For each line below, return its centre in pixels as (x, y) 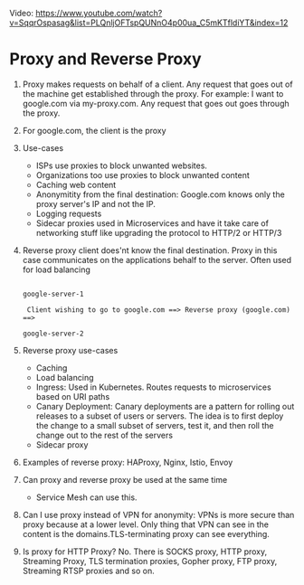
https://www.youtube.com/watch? (99, 13)
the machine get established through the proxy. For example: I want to (153, 93)
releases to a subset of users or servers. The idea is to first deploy (160, 416)
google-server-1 (53, 294)
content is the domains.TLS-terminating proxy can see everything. (146, 533)
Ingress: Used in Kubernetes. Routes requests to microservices (153, 387)
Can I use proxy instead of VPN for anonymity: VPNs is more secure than (158, 514)
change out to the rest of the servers (104, 435)
